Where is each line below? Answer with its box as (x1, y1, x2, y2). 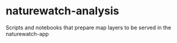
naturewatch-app (5, 30, 49, 37)
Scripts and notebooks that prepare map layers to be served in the (5, 24, 172, 31)
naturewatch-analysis (5, 4, 119, 18)
